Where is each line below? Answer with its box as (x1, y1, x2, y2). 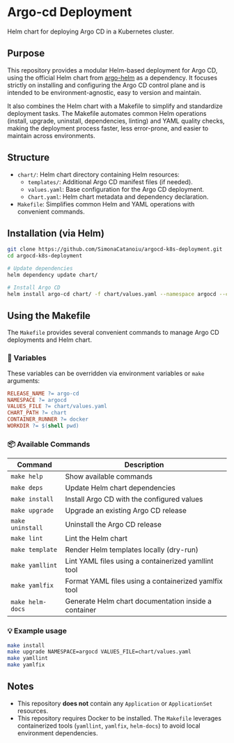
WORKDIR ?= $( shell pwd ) (7, 423, 79, 430)
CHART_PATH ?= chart (7, 410, 68, 416)
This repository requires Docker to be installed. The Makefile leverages (17, 714, 221, 722)
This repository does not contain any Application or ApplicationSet (17, 699, 213, 707)
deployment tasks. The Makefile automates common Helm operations (7, 109, 207, 117)
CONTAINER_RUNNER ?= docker (7, 416, 89, 423)
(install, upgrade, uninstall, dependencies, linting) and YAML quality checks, (7, 117, 225, 125)
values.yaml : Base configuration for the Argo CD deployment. (27, 185, 204, 193)
